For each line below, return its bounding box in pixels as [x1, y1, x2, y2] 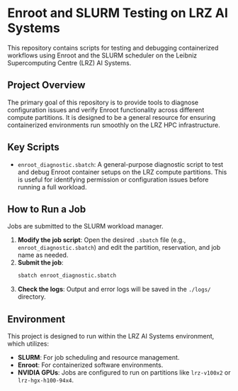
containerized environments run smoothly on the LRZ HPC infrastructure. [7, 121, 221, 129]
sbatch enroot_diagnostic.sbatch [17, 272, 117, 280]
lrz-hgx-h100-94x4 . [17, 376, 74, 385]
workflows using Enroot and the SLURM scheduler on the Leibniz [7, 51, 198, 60]
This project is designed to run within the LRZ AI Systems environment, [7, 332, 215, 341]
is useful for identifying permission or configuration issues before [17, 175, 209, 184]
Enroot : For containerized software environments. [17, 360, 164, 370]
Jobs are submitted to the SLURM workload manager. [7, 222, 164, 231]
